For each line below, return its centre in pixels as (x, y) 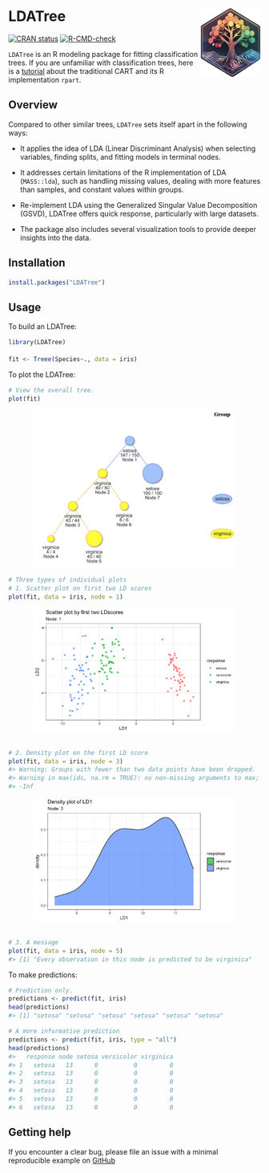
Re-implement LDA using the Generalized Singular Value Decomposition (139, 205)
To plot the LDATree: (42, 374)
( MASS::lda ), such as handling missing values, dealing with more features (140, 181)
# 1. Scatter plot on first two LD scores (80, 589)
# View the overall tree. (51, 390)
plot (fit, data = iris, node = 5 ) (66, 951)
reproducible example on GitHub (62, 1160)
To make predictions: (43, 975)
